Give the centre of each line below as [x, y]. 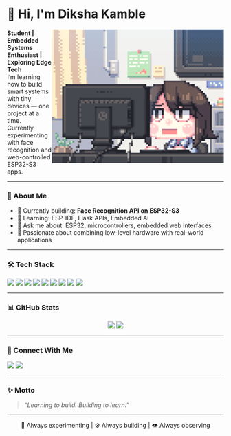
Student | [21, 33]
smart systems [28, 91]
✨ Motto [21, 391]
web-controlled [29, 157]
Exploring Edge [29, 62]
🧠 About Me [27, 196]
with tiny [19, 98]
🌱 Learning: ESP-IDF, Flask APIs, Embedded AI [83, 218]
